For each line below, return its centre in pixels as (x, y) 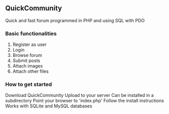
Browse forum (27, 55)
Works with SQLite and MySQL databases (49, 106)
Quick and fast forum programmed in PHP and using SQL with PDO (75, 20)
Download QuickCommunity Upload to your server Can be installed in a (80, 95)
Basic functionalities (31, 33)
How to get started (29, 84)
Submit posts (26, 61)
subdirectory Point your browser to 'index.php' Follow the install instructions (85, 101)
